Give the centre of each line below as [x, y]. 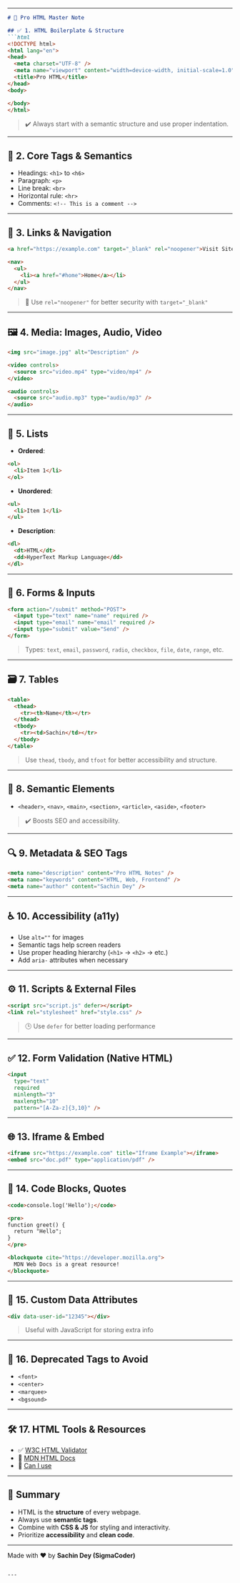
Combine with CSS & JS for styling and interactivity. [94, 1527]
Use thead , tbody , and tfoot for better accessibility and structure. [121, 760]
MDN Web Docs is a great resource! [67, 1264]
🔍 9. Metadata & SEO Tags [67, 853]
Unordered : [35, 491]
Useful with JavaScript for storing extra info [89, 1330]
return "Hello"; [38, 1231]
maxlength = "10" [36, 1101]
